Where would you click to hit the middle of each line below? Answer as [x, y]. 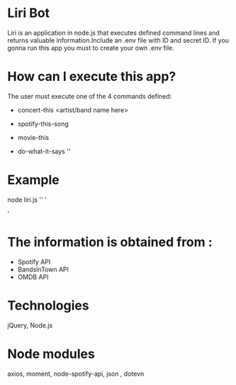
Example [33, 180]
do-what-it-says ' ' [44, 151]
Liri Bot [29, 13]
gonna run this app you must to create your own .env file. [91, 48]
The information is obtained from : [110, 242]
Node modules [51, 354]
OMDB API [33, 277]
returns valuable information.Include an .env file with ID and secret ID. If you [118, 40]
